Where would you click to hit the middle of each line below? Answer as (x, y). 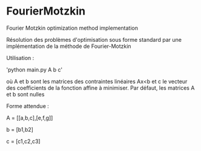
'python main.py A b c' (35, 69)
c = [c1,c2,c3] (23, 141)
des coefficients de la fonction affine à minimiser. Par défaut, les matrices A (100, 88)
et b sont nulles (25, 94)
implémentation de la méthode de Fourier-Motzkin (69, 46)
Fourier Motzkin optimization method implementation (72, 28)
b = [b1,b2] (20, 129)
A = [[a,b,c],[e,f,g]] (30, 118)
